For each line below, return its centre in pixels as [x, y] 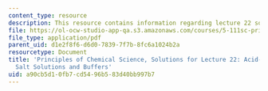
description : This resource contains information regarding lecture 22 [130, 23]
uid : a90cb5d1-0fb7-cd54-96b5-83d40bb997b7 [82, 74]
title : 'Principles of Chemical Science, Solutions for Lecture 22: [124, 60]
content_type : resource [48, 15]
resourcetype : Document [48, 52]
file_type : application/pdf [55, 38]
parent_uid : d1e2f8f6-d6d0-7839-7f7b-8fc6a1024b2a [94, 45]
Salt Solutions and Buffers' [64, 67]
